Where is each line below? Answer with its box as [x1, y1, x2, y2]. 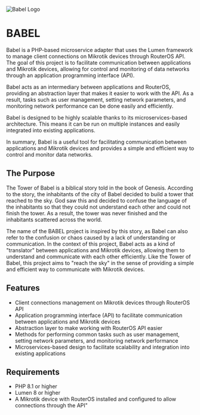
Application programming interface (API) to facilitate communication [14, 312, 183, 319]
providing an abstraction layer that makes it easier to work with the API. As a [6, 90, 194, 97]
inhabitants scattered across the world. [6, 216, 103, 223]
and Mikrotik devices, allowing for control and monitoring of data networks [6, 65, 190, 72]
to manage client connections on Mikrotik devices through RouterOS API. [6, 53, 186, 60]
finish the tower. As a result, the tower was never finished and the [6, 209, 168, 216]
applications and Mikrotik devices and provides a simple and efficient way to [6, 144, 195, 152]
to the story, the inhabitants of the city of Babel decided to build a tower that [6, 190, 194, 197]
